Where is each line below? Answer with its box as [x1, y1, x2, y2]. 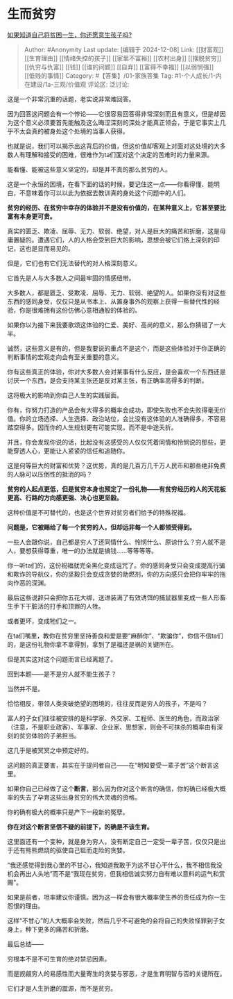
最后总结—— [7, 939, 44, 948]
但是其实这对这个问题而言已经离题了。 [7, 654, 116, 663]
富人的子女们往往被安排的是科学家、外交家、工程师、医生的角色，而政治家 [7, 713, 220, 723]
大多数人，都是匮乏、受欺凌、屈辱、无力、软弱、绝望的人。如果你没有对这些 [7, 288, 226, 297]
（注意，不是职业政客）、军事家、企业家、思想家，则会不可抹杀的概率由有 [7, 723, 217, 731]
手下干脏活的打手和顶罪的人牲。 [12, 602, 105, 610]
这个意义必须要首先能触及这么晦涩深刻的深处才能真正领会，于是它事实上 [12, 118, 220, 126]
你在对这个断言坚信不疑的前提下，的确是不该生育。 [7, 823, 153, 831]
